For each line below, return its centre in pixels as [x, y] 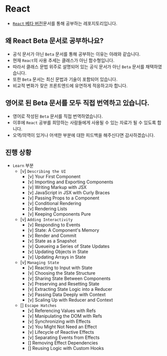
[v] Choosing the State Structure [61, 273]
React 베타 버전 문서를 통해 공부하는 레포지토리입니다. [65, 23]
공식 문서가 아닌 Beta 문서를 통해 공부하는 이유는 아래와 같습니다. [76, 54]
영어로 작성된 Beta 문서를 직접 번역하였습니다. [57, 116]
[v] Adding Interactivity [46, 220]
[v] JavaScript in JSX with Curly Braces [69, 193]
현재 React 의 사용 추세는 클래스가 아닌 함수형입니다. [64, 60]
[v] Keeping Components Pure [59, 214]
